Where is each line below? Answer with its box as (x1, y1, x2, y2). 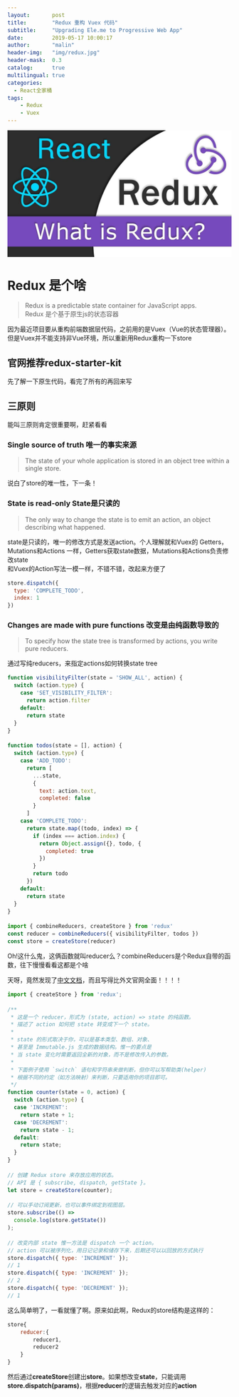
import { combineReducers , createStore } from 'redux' (7, 923, 174, 930)
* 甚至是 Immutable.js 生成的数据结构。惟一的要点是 (10, 1044, 152, 1051)
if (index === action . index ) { (33, 832, 126, 839)
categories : (7, 79, 43, 86)
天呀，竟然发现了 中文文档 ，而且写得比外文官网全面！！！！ (7, 975, 182, 984)
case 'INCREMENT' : (14, 1104, 69, 1111)
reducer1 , (33, 1336, 62, 1343)
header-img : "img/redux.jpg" (7, 49, 100, 56)
